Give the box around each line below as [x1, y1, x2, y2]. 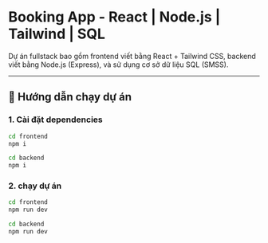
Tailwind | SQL [8, 25, 106, 43]
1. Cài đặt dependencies [8, 114, 103, 125]
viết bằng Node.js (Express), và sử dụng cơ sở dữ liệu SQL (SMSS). [8, 60, 229, 69]
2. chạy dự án [8, 180, 62, 191]
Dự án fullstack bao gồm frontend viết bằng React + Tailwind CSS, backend [8, 51, 257, 61]
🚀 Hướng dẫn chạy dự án [8, 90, 132, 104]
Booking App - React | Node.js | [8, 8, 221, 26]
